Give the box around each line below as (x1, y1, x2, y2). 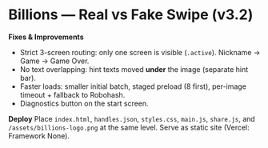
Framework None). (8, 130, 70, 141)
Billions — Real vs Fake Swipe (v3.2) (8, 6, 254, 24)
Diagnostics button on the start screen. (19, 98, 150, 108)
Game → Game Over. (19, 56, 90, 66)
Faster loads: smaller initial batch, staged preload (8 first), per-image (19, 82, 246, 91)
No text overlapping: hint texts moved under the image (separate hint (19, 64, 249, 74)
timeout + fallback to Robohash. (19, 90, 126, 99)
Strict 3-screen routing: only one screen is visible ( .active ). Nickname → (19, 47, 261, 57)
